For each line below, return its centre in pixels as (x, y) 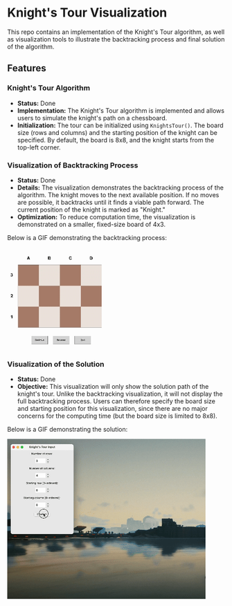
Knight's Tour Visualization (87, 13)
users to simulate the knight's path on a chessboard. (92, 118)
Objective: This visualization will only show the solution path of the (113, 387)
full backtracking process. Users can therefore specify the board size (116, 401)
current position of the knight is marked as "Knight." (91, 210)
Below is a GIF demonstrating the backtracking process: (87, 237)
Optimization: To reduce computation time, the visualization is (106, 217)
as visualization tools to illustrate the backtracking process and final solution (116, 39)
